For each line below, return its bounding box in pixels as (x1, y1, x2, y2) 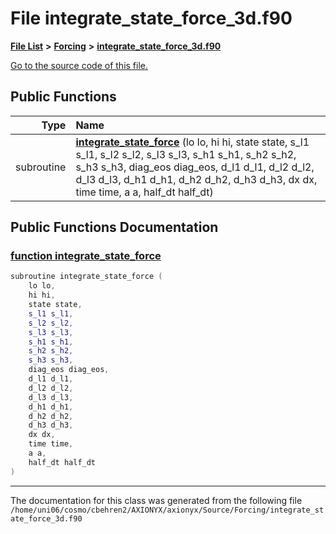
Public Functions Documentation (10, 219, 219, 236)
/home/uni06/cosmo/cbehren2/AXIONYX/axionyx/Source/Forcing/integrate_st (10, 505, 325, 515)
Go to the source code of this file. (10, 59, 149, 71)
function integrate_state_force (10, 249, 162, 263)
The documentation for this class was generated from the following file (10, 494, 303, 506)
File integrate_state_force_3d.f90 (10, 7, 293, 30)
